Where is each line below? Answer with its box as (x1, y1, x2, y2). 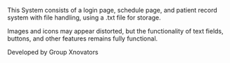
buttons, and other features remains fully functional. (7, 34, 158, 43)
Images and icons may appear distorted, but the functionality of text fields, (7, 27, 224, 35)
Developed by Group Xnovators (7, 48, 98, 56)
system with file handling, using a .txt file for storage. (7, 13, 162, 22)
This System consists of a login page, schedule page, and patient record (7, 6, 218, 14)
